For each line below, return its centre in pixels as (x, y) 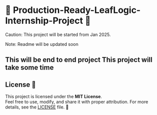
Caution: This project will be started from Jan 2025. (58, 34)
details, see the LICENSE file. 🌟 (37, 107)
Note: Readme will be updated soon (42, 44)
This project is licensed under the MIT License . (54, 97)
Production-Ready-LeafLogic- (77, 10)
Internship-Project (44, 21)
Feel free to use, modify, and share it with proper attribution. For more (77, 102)
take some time (29, 67)
